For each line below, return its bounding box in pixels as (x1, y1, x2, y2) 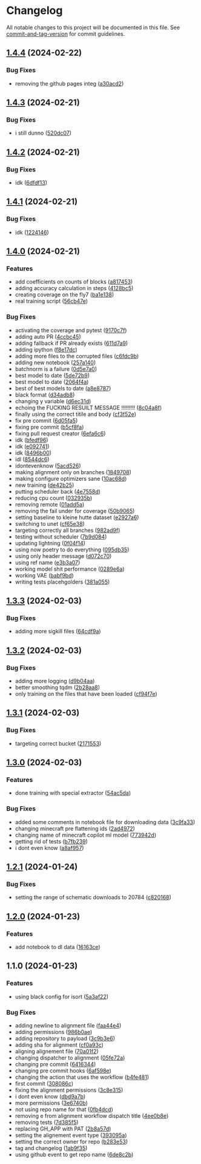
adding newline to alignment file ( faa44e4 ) (15, 1022, 122, 1029)
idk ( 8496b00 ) (15, 449, 51, 456)
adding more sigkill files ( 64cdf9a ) (15, 628, 101, 635)
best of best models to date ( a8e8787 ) (15, 384, 111, 392)
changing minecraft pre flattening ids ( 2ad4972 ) (15, 825, 135, 832)
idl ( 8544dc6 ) (15, 455, 50, 463)
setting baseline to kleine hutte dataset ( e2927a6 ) (15, 514, 139, 521)
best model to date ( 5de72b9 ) (15, 372, 90, 379)
